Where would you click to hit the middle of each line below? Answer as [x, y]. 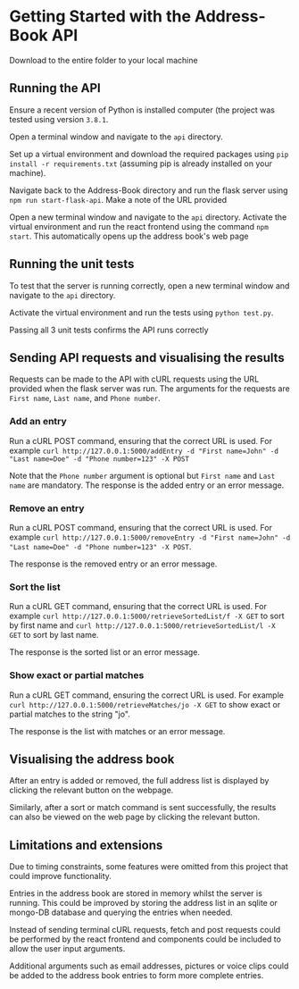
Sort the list [35, 587]
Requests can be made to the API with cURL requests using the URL [134, 379]
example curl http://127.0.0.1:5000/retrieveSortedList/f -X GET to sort [147, 616]
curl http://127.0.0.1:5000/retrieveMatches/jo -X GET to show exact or [145, 704]
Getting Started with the [100, 17]
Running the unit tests [72, 264]
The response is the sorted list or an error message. [105, 652]
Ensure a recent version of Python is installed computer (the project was [142, 110]
